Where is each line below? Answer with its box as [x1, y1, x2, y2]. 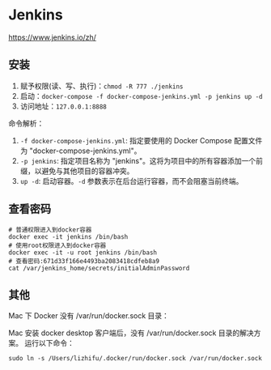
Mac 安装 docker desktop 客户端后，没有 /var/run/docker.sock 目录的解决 [8, 328, 254, 338]
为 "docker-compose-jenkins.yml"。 [19, 146, 142, 155]
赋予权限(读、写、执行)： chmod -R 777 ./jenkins [19, 81, 184, 91]
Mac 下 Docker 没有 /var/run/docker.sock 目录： [8, 311, 170, 321]
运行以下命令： [23, 338, 74, 348]
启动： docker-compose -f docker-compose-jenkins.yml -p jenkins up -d [19, 91, 263, 100]
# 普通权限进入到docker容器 [8, 225, 92, 234]
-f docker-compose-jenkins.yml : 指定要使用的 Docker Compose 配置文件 [19, 135, 263, 145]
